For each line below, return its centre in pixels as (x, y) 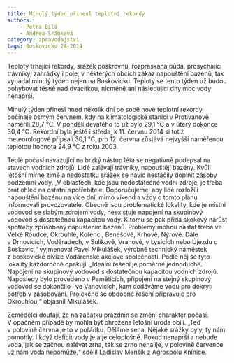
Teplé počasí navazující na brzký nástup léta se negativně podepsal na (109, 160)
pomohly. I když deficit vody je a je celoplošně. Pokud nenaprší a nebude (112, 337)
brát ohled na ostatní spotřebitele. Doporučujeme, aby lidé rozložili (103, 190)
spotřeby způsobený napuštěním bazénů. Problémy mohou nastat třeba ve (115, 227)
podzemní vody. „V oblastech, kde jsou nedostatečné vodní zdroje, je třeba (115, 182)
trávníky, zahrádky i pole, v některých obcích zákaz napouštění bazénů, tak (116, 73)
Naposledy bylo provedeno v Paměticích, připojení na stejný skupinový (109, 279)
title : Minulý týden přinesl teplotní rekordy (76, 14)
